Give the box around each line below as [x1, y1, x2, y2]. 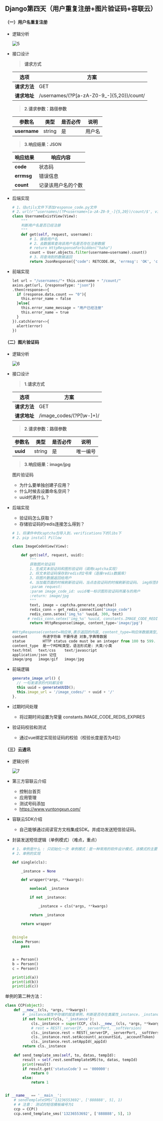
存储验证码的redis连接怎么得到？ [19, 521, 85, 527]
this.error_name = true [21, 310, 69, 315]
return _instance [30, 912, 65, 918]
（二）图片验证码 [5, 339, 39, 345]
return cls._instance [22, 1044, 66, 1049]
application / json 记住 [12, 652, 57, 657]
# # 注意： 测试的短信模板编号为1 [14, 1102, 74, 1107]
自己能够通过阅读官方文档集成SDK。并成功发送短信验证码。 [19, 827, 139, 832]
